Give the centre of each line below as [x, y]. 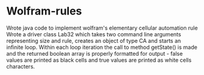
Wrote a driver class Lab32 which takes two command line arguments [94, 34]
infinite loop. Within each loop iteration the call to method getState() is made [102, 47]
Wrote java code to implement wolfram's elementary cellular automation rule [102, 28]
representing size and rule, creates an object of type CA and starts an [94, 41]
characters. [21, 66]
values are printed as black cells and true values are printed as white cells [99, 60]
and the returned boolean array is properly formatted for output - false [95, 53]
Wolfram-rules [44, 11]
